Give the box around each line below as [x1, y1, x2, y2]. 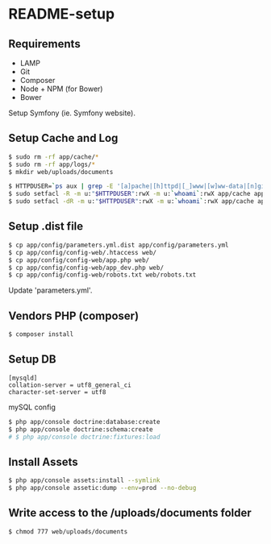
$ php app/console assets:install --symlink [8, 476, 161, 484]
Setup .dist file [8, 219, 84, 234]
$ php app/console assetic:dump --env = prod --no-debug [8, 484, 197, 492]
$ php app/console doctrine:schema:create [8, 425, 153, 434]
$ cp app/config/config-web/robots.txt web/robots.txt [8, 271, 197, 279]
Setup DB [8, 352, 56, 367]
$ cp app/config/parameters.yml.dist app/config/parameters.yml [8, 241, 229, 249]
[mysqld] [8, 374, 38, 382]
